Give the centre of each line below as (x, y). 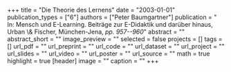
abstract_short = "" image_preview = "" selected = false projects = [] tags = (115, 39)
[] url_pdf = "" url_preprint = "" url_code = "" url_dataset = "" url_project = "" (116, 46)
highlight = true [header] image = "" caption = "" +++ (83, 61)
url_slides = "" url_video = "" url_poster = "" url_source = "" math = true (109, 53)
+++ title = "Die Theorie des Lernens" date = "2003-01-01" (91, 10)
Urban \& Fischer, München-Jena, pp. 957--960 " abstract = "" (96, 32)
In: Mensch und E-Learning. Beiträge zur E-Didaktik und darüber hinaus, (110, 24)
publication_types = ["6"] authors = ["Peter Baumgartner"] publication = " (112, 17)
